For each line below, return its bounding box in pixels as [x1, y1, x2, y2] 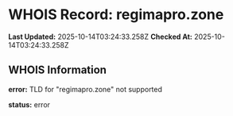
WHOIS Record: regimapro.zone [8, 6, 224, 24]
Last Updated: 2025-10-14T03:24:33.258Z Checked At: [8, 32, 193, 41]
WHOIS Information [8, 64, 107, 77]
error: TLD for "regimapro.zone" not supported [8, 84, 163, 94]
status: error [8, 99, 50, 109]
